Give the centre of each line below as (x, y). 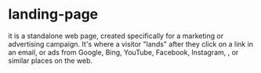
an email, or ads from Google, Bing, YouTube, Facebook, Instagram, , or (123, 52)
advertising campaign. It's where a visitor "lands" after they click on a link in (130, 43)
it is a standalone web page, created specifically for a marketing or (116, 36)
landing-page (53, 14)
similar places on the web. (50, 61)
